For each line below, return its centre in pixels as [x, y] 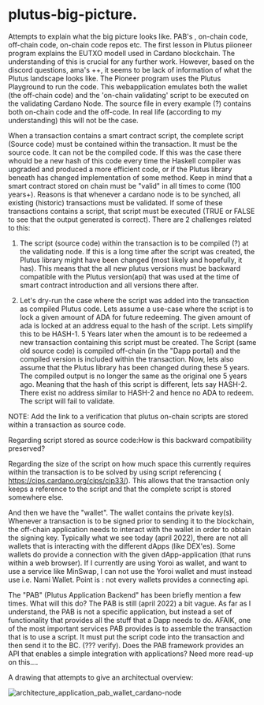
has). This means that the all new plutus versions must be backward [130, 268]
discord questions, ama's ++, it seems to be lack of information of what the [130, 69]
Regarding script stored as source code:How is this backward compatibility [130, 440]
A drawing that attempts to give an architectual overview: [101, 677]
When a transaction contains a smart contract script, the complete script [126, 135]
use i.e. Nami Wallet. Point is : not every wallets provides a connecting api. [129, 579]
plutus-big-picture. [73, 15]
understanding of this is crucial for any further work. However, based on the [131, 62]
